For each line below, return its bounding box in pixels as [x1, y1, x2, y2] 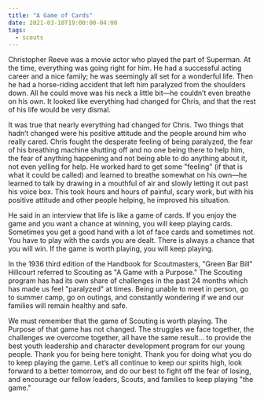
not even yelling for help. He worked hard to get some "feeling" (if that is [8, 162, 244, 171]
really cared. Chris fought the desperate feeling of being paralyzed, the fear [8, 137, 254, 146]
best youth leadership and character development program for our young [8, 341, 245, 350]
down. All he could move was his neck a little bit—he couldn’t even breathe [8, 88, 251, 98]
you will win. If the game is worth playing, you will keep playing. [8, 244, 214, 254]
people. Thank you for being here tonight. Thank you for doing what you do [8, 350, 252, 359]
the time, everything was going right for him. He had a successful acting [8, 64, 242, 73]
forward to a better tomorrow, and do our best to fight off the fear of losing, [8, 366, 251, 376]
